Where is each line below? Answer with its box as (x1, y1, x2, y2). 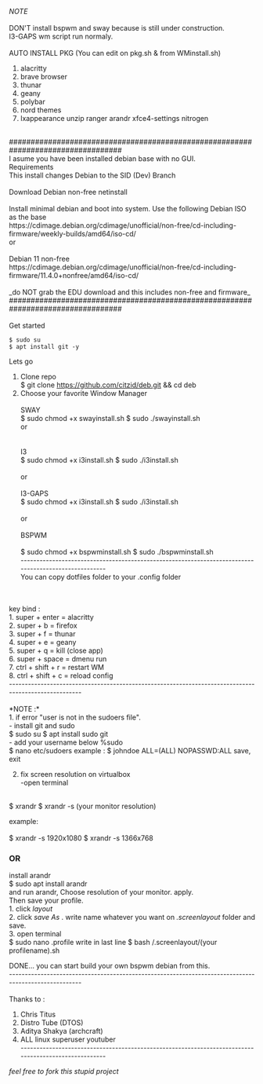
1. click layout (9, 904, 53, 914)
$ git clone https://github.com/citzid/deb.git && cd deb (20, 380, 196, 390)
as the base (9, 212, 47, 222)
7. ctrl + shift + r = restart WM (9, 663, 105, 672)
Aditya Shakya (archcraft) (20, 1027, 104, 1036)
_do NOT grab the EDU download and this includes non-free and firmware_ (9, 287, 251, 297)
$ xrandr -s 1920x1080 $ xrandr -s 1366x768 (9, 833, 153, 843)
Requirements (9, 163, 54, 171)
